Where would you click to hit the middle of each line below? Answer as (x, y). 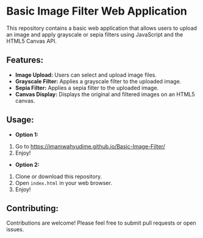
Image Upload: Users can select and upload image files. (86, 75)
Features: (25, 60)
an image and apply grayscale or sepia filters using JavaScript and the (95, 34)
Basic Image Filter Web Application (97, 11)
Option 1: (27, 135)
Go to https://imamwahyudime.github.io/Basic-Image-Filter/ (90, 146)
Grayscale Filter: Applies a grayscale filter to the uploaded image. (98, 81)
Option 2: (27, 164)
